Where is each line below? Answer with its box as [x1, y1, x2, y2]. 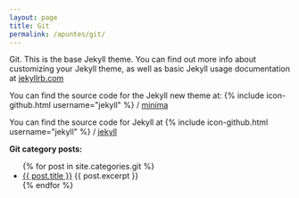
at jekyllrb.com [9, 73, 64, 84]
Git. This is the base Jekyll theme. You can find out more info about [9, 54, 257, 65]
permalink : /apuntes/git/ [9, 29, 105, 38]
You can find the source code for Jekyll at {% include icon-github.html [9, 117, 269, 128]
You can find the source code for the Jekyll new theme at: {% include [9, 90, 265, 101]
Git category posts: [9, 144, 83, 154]
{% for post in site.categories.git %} [21, 161, 154, 172]
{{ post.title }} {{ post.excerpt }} [21, 170, 139, 181]
